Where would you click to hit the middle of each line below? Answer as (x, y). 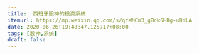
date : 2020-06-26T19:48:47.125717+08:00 (68, 27)
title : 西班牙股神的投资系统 (47, 14)
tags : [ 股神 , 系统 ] (33, 33)
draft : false (27, 40)
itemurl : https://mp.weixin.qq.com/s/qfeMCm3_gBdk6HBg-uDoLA (100, 20)
